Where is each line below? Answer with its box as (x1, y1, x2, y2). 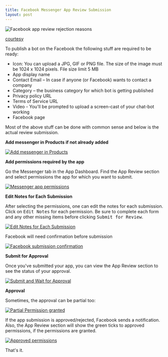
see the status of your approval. (5, 268, 71, 274)
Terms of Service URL (12, 98, 58, 104)
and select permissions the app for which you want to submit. (5, 173, 133, 180)
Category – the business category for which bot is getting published (12, 87, 153, 93)
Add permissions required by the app (5, 158, 85, 164)
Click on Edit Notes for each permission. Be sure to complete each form (5, 208, 159, 214)
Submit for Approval (5, 253, 49, 259)
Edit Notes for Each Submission (5, 193, 73, 199)
